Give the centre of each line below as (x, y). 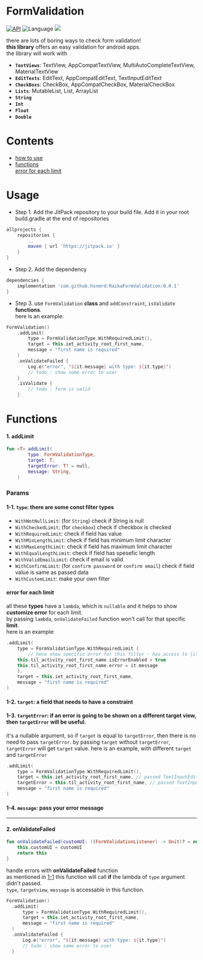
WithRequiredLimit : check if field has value (68, 533)
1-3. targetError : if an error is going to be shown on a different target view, (101, 716)
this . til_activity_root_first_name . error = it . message (88, 665)
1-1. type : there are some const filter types (60, 507)
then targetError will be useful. (46, 722)
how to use (29, 158)
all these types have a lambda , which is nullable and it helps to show (92, 606)
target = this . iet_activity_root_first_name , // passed (89, 777)
